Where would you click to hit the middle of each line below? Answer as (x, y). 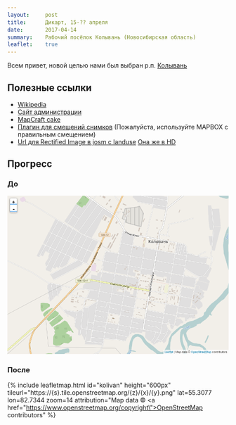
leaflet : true (33, 45)
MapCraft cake (39, 119)
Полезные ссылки (50, 88)
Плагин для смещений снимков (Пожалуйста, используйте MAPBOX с (123, 127)
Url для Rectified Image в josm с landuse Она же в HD (97, 141)
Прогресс (30, 164)
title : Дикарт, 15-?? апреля (58, 22)
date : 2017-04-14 (42, 30)
